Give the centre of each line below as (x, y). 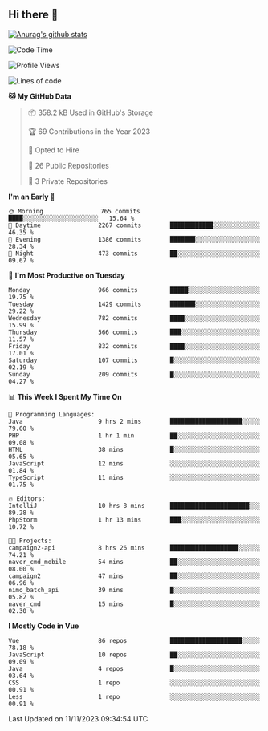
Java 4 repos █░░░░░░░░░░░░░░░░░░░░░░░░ (134, 668)
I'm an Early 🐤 (32, 197)
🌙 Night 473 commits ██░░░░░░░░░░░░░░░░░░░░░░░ (134, 254)
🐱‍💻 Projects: (30, 541)
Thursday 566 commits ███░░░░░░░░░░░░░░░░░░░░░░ (134, 332)
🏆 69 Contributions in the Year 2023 (89, 131)
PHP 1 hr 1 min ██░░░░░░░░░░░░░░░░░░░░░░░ (134, 435)
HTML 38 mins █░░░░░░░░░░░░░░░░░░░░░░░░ (134, 449)
